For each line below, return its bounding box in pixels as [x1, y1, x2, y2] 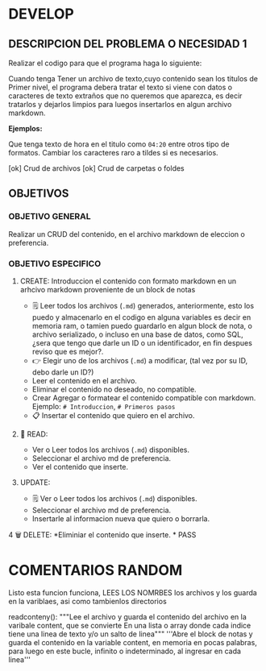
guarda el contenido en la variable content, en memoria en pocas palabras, [8, 637, 258, 647]
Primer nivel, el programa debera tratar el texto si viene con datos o [8, 82, 232, 92]
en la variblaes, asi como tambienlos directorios [8, 596, 167, 606]
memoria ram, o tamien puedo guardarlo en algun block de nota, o [31, 321, 252, 330]
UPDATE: [19, 477, 51, 487]
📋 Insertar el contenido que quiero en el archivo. [31, 410, 195, 420]
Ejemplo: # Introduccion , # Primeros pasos [31, 401, 176, 411]
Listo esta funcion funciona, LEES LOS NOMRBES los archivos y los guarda [8, 587, 258, 597]
